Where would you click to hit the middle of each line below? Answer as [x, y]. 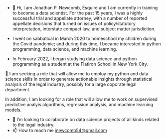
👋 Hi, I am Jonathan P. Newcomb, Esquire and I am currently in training [85, 8]
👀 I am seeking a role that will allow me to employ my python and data [77, 74]
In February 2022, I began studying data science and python [75, 59]
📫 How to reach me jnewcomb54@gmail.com [60, 130]
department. [18, 89]
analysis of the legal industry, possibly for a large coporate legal [71, 84]
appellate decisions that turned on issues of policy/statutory [74, 23]
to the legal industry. [33, 125]
